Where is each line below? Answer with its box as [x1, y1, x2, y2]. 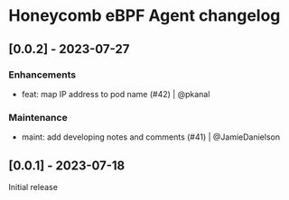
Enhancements [8, 68, 77, 81]
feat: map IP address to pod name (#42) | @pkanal [21, 88, 210, 99]
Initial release [8, 181, 58, 192]
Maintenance [8, 111, 69, 123]
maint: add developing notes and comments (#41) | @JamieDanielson [21, 132, 281, 142]
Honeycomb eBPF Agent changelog [8, 5, 281, 26]
